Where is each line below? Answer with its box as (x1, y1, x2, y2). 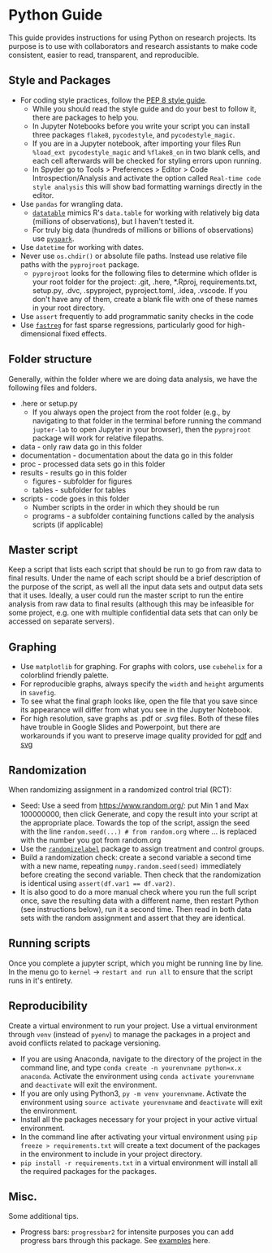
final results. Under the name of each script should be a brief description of (8, 573, 261, 583)
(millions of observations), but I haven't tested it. (32, 216, 195, 226)
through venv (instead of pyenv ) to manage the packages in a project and (8, 1029, 251, 1039)
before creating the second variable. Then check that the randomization (19, 870, 261, 879)
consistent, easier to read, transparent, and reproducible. (8, 50, 200, 59)
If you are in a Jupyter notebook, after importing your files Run (32, 138, 241, 148)
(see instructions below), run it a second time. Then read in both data (19, 905, 252, 913)
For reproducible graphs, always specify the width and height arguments (19, 679, 265, 689)
